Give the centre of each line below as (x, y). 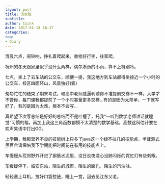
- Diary (13, 42)
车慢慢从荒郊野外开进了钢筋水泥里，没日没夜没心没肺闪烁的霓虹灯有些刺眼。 (82, 156)
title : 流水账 (18, 14)
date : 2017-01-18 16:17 (29, 28)
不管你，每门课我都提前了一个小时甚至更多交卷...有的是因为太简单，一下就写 (82, 100)
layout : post (18, 10)
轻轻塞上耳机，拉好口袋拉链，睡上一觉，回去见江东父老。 (63, 176)
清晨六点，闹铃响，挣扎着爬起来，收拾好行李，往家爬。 (61, 56)
